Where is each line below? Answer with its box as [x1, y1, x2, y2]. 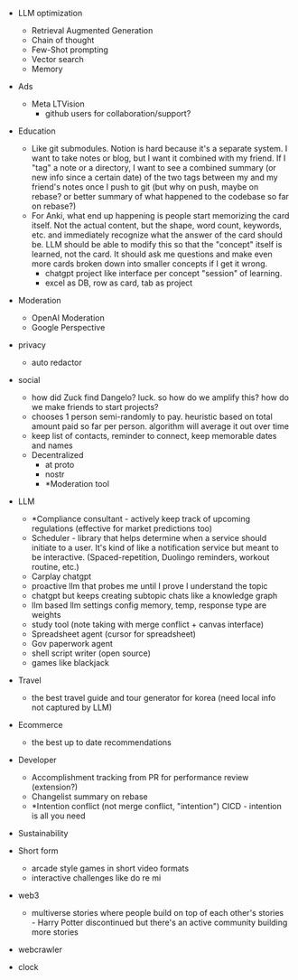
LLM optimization [17, 8, 83, 18]
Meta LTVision [31, 98, 85, 109]
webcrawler [17, 944, 63, 955]
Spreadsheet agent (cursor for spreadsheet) [31, 629, 197, 639]
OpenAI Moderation [31, 313, 106, 323]
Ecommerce [17, 720, 63, 730]
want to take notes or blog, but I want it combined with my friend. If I [31, 153, 286, 163]
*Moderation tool [44, 479, 110, 489]
